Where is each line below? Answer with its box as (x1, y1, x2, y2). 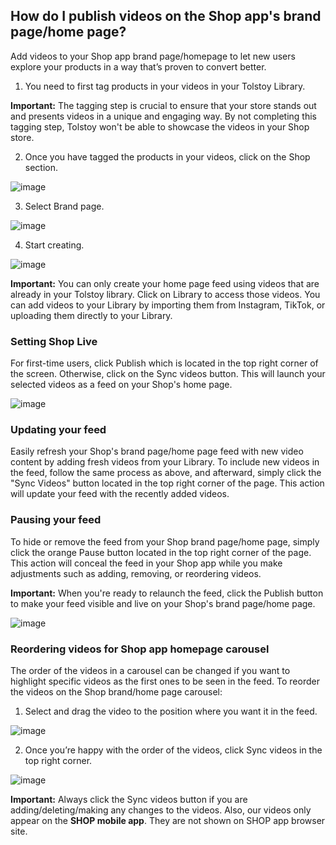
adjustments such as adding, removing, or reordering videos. (10, 567, 262, 579)
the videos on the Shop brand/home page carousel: (10, 686, 223, 698)
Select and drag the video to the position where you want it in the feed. (24, 705, 318, 717)
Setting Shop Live (10, 334, 98, 348)
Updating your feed (10, 423, 107, 437)
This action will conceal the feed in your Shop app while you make (10, 557, 283, 569)
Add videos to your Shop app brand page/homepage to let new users (10, 50, 296, 62)
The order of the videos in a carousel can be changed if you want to (10, 665, 291, 676)
